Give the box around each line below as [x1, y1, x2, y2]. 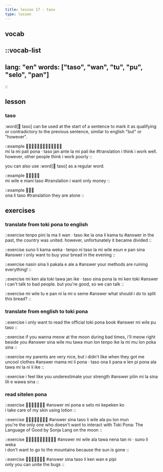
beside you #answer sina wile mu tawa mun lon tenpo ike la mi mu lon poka [5, 339, 156, 345]
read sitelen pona [5, 391, 47, 398]
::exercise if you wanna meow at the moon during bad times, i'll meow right [5, 334, 156, 340]
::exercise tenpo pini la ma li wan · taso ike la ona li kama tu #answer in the [5, 232, 154, 238]
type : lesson [5, 12, 32, 17]
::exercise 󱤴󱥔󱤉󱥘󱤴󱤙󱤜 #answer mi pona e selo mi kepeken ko [5, 402, 125, 408]
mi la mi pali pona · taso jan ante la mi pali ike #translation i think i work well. [5, 148, 157, 154]
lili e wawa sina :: [5, 379, 39, 385]
